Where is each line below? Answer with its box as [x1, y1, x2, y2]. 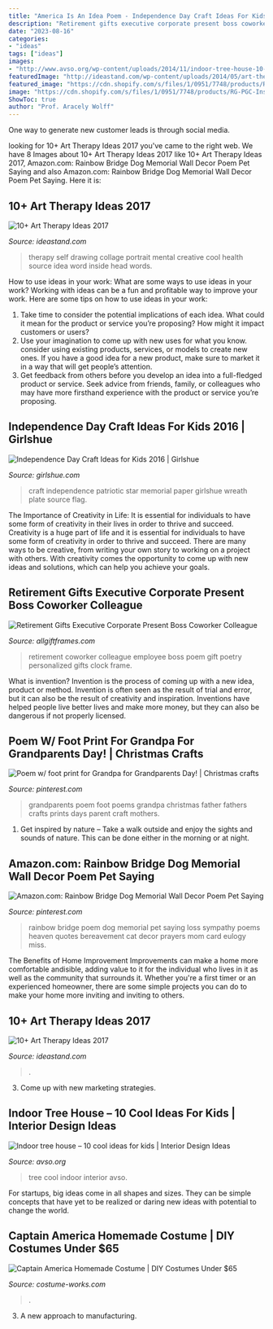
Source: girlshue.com [8, 470, 80, 480]
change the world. [8, 1205, 70, 1215]
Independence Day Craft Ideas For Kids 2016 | [8, 420, 245, 434]
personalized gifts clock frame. [28, 660, 132, 670]
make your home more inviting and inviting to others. [8, 990, 185, 1000]
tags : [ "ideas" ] [8, 50, 63, 58]
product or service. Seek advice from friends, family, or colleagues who [19, 379, 261, 388]
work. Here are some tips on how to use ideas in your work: [8, 294, 208, 304]
